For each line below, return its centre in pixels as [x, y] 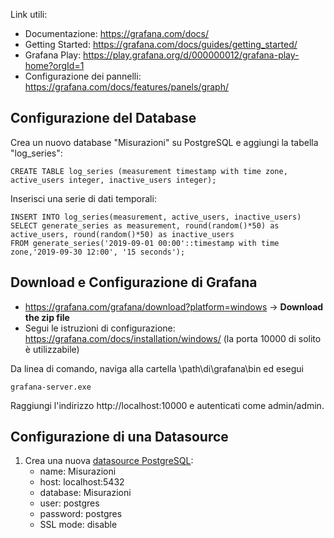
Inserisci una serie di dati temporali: [83, 198]
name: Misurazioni [78, 471]
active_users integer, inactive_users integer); [113, 180]
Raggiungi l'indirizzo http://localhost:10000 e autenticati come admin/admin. [167, 405]
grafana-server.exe [51, 387]
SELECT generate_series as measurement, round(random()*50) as [145, 225]
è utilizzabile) [52, 349]
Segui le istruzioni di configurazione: [100, 328]
